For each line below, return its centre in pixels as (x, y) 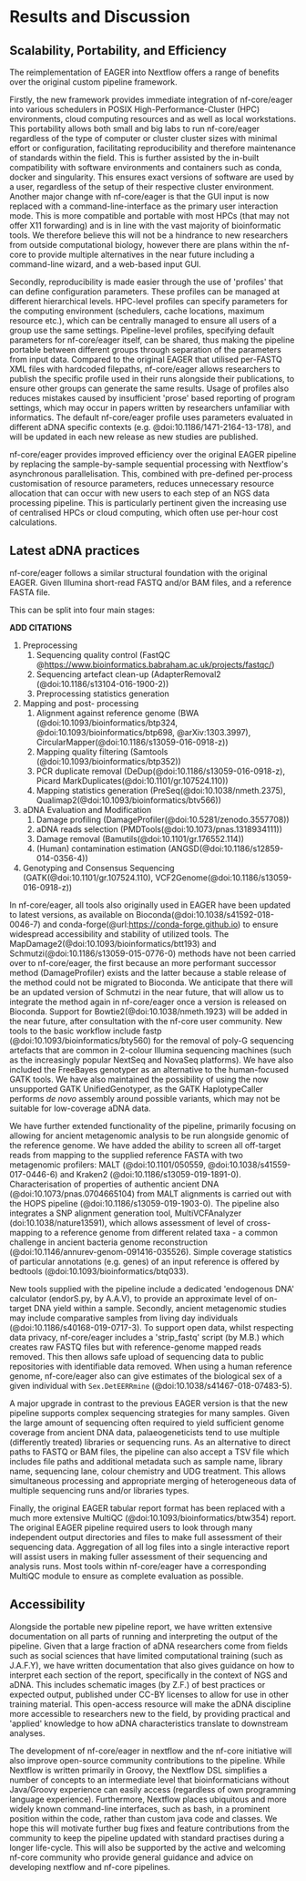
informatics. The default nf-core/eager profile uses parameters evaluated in (151, 417)
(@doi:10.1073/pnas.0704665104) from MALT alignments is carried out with (151, 1193)
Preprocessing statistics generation (103, 694)
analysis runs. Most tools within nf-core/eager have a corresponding (138, 1566)
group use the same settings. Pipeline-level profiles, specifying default (142, 330)
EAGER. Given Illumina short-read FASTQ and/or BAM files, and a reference (151, 582)
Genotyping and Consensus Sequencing (98, 868)
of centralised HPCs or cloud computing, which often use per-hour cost (144, 513)
